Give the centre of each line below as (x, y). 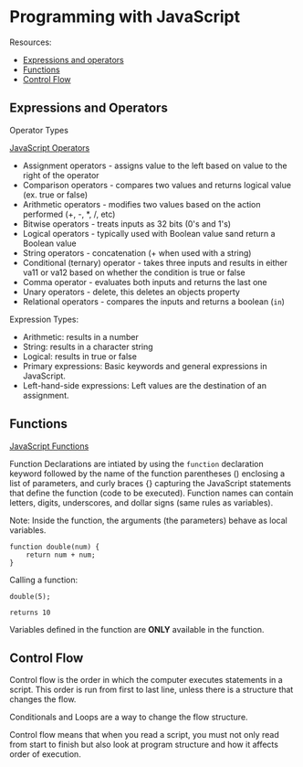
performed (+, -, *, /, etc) (69, 214)
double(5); (30, 596)
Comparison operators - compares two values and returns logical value (157, 185)
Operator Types (39, 130)
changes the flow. (43, 699)
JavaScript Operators (50, 147)
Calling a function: (44, 580)
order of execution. (46, 754)
